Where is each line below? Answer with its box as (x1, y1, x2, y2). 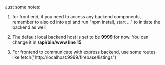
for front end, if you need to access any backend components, (12, 14, 141, 19)
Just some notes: (5, 4, 41, 10)
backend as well (12, 24, 46, 30)
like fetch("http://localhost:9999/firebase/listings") (12, 54, 117, 60)
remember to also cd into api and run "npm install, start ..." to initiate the (12, 19, 161, 25)
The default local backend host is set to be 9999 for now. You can (12, 34, 149, 40)
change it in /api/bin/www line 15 (12, 39, 82, 45)
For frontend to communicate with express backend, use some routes (12, 49, 156, 55)
